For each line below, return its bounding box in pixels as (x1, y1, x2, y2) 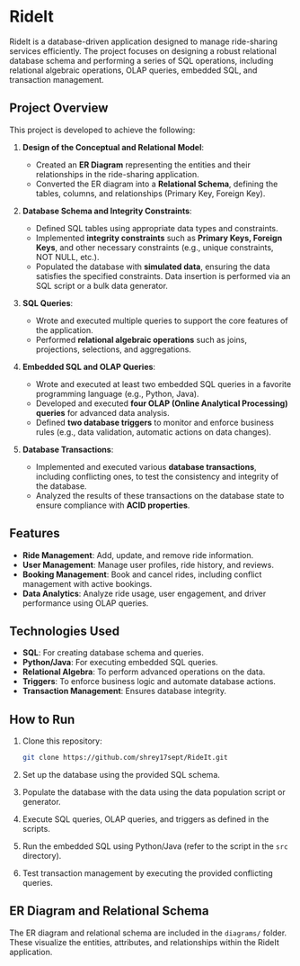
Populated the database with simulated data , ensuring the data (35, 261, 271, 272)
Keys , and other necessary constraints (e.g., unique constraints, (35, 241, 274, 253)
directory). (22, 851, 62, 862)
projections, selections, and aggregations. (35, 344, 191, 355)
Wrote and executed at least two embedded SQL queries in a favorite (35, 378, 292, 389)
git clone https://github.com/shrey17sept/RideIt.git (22, 754, 228, 763)
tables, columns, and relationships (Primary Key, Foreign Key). (35, 187, 266, 199)
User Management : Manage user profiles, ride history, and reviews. (22, 559, 274, 570)
